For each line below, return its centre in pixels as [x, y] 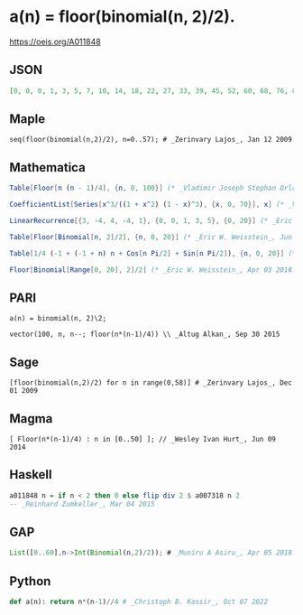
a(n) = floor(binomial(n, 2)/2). [123, 17]
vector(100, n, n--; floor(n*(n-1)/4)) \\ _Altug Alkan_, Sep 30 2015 [145, 335]
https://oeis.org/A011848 [55, 42]
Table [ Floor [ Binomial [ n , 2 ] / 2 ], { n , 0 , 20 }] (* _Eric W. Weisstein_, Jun [151, 237]
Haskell [31, 475]
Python [30, 581]
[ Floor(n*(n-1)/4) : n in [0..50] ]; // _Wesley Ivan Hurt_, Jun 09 [143, 439]
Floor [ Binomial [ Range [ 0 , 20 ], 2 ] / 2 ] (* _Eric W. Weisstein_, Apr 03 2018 [151, 270]
